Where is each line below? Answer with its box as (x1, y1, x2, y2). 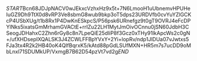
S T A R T (6, 5, 23, 12)
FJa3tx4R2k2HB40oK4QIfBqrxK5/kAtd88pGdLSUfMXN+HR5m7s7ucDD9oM (6, 42, 191, 49)
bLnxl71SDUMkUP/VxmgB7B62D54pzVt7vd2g (6, 48, 119, 55)
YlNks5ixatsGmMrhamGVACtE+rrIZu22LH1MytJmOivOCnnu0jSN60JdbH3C (6, 23, 189, 30)
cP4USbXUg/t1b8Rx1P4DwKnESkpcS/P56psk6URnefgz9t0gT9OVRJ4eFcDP (6, 17, 191, 24)
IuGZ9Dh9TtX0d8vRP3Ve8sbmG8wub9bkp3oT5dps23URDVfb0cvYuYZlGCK (6, 11, 192, 18)
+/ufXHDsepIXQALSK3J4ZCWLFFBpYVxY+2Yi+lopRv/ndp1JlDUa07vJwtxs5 (6, 36, 189, 42)
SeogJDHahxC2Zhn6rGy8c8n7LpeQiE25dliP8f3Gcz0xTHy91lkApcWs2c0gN (6, 30, 191, 37)
